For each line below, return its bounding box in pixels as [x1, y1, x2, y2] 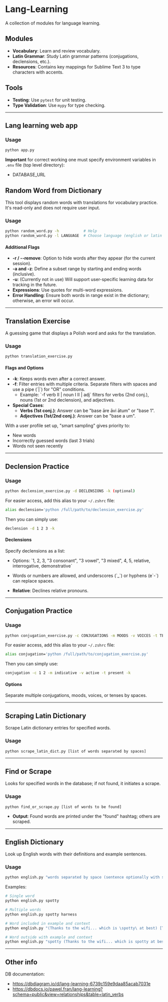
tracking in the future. [12, 281, 57, 288]
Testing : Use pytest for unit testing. [12, 96, 86, 103]
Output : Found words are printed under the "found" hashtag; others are [12, 813, 160, 819]
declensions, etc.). [12, 58, 51, 64]
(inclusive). [12, 271, 35, 277]
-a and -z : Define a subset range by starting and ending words [12, 266, 141, 272]
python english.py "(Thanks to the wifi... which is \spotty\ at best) [5, 925, 157, 930]
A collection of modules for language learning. [5, 20, 101, 26]
